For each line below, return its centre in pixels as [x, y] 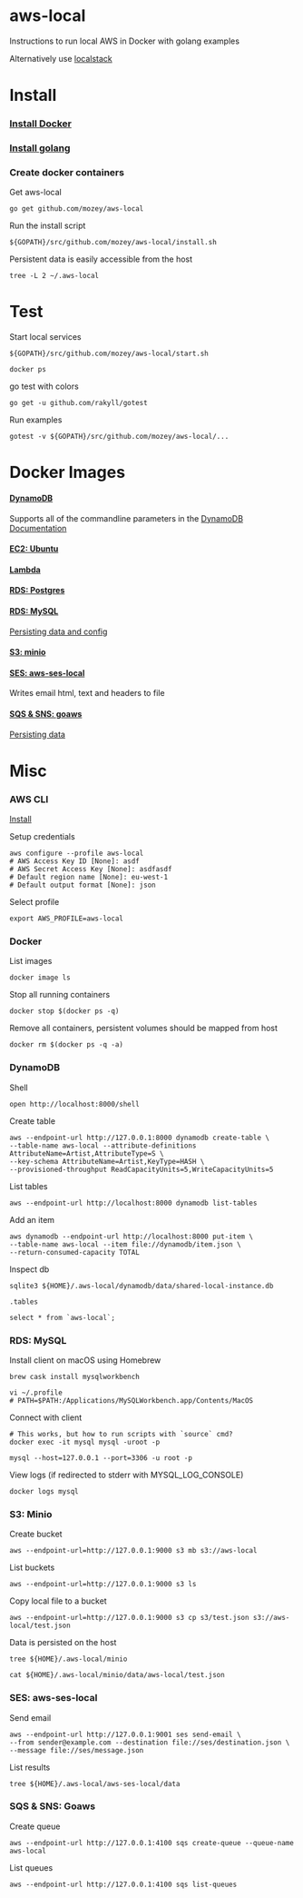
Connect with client [46, 1417]
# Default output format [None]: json [83, 885]
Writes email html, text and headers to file [87, 693]
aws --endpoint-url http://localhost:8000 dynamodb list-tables [133, 1203]
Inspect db [29, 1269]
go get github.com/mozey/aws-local [77, 209]
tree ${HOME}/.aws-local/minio [68, 1659]
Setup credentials [42, 837]
